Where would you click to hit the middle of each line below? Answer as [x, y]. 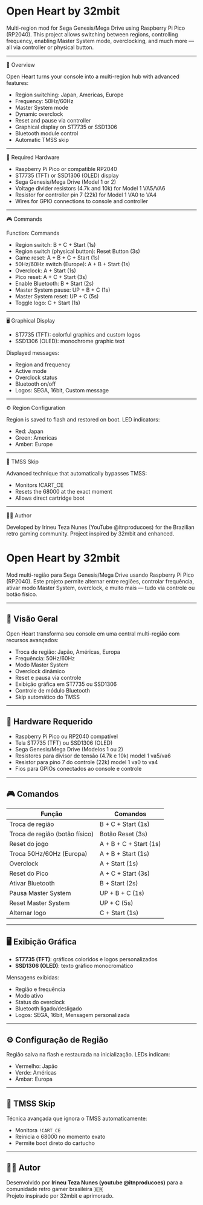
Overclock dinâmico [40, 671]
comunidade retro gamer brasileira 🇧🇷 [55, 1189]
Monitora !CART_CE [38, 1130]
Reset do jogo [29, 844]
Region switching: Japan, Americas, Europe [69, 95]
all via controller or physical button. [50, 47]
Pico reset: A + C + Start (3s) [51, 277]
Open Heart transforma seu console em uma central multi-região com [93, 633]
